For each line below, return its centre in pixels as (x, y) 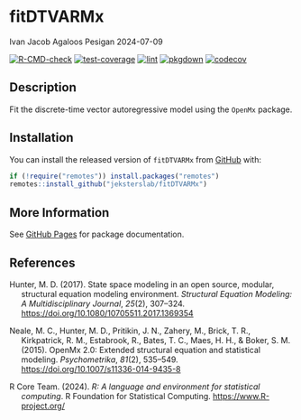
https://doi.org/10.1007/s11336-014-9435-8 (101, 369)
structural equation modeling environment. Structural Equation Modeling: (157, 294)
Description (43, 88)
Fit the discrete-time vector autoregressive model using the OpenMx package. (151, 109)
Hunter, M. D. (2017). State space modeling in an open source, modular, (142, 284)
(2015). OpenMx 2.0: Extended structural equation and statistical (141, 350)
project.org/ (43, 406)
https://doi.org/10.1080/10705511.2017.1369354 (107, 313)
